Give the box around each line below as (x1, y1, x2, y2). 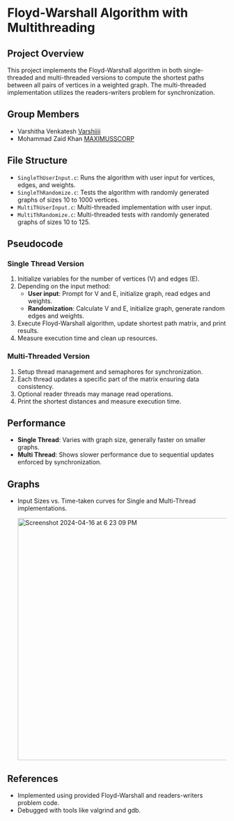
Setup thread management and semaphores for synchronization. (17, 367, 203, 376)
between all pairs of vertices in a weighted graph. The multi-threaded (7, 81, 207, 89)
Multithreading (7, 20, 95, 36)
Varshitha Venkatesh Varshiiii (17, 127, 101, 135)
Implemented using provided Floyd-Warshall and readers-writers (17, 791, 203, 800)
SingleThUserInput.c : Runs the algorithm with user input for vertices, (17, 173, 215, 182)
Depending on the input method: (17, 282, 111, 290)
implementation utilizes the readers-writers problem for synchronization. (7, 89, 215, 96)
